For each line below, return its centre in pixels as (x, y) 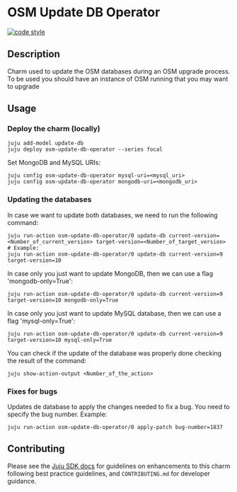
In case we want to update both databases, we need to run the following (112, 215)
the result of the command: (47, 360)
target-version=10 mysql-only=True (60, 340)
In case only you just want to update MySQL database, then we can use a (114, 313)
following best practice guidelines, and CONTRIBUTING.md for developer (109, 473)
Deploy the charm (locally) (54, 129)
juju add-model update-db (45, 143)
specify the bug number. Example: (57, 414)
